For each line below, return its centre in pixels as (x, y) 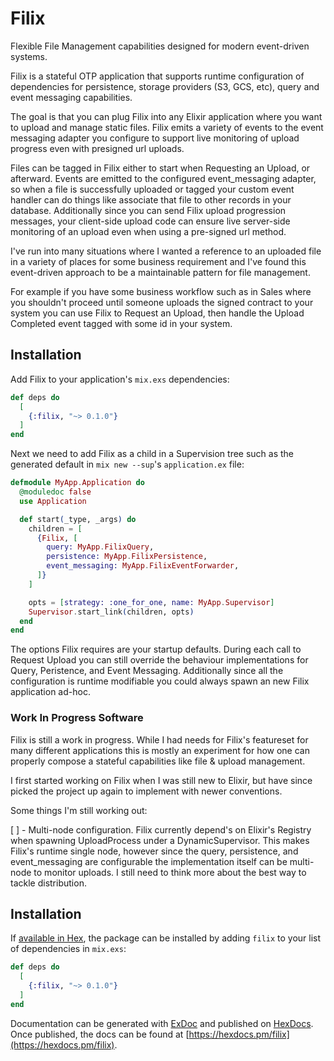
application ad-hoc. (50, 692)
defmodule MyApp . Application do (77, 483)
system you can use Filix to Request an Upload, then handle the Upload (157, 313)
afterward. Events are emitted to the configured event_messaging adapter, (163, 178)
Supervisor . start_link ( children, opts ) (111, 612)
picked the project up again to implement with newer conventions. (146, 791)
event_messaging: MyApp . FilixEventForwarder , (143, 566)
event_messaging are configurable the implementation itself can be (149, 861)
